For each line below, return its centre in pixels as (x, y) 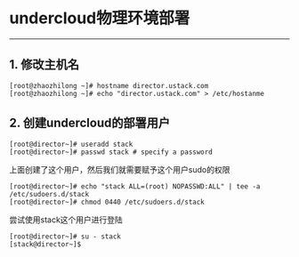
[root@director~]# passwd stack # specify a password (111, 152)
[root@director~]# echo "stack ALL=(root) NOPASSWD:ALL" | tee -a (135, 186)
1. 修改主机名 (44, 64)
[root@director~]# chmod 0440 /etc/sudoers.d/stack (107, 202)
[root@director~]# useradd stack (71, 144)
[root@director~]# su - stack (65, 237)
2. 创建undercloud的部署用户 (90, 123)
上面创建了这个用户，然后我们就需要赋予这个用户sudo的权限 (120, 169)
